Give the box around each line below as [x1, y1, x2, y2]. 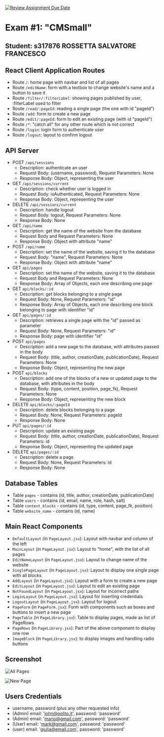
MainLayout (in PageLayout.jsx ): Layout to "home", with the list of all [12, 546, 150, 552]
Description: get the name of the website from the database [19, 228, 142, 234]
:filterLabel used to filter [12, 101, 62, 106]
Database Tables [5, 479, 58, 487]
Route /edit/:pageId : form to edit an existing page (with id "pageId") [12, 116, 152, 122]
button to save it [12, 90, 45, 96]
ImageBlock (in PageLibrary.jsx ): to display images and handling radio [12, 635, 155, 641]
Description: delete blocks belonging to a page [19, 407, 115, 413]
